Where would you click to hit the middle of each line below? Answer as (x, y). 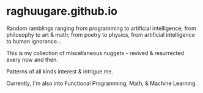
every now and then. (32, 59)
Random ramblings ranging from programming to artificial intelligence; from (102, 28)
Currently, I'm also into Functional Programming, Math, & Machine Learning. (102, 83)
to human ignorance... (34, 41)
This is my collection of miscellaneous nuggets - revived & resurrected (95, 53)
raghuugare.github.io (62, 11)
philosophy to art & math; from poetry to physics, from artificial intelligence (101, 34)
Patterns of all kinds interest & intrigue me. (60, 71)
